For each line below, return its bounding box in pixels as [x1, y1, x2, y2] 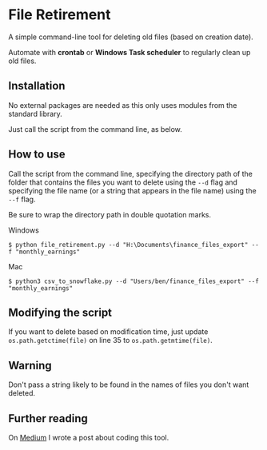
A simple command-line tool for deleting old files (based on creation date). [8, 32, 253, 42]
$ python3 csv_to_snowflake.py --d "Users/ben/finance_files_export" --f [8, 277, 260, 285]
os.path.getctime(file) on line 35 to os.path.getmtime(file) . [8, 336, 213, 345]
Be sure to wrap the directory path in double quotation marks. [8, 209, 212, 219]
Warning [8, 358, 52, 372]
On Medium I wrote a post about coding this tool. [8, 433, 169, 442]
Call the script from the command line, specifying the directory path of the [8, 169, 253, 178]
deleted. [8, 388, 36, 398]
